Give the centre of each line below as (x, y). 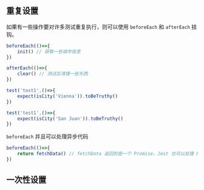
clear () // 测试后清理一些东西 (53, 74)
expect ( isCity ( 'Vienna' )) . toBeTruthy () (68, 96)
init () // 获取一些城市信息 (49, 51)
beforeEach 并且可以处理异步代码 (47, 136)
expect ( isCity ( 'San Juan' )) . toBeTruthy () (70, 118)
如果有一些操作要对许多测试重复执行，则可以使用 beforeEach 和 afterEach (98, 27)
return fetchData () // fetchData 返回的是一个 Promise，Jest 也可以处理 (106, 154)
